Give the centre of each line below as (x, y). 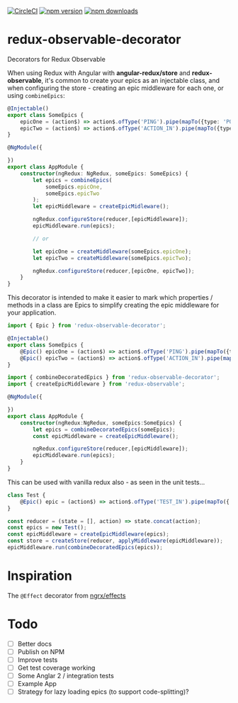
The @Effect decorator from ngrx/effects (67, 595)
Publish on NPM (41, 651)
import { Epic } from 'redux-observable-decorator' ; (87, 326)
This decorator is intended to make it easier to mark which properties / (110, 298)
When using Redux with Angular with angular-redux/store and (99, 73)
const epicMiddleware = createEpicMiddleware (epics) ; (89, 534)
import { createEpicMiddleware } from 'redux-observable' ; (96, 384)
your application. (32, 313)
